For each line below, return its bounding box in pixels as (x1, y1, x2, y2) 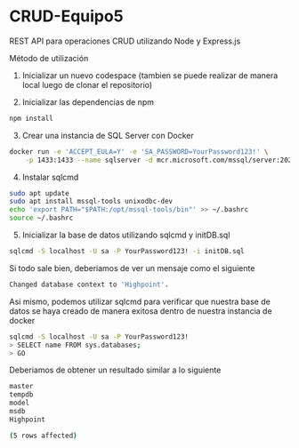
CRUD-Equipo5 (9, 6, 124, 27)
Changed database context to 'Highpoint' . (9, 280, 169, 289)
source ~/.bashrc (9, 213, 74, 223)
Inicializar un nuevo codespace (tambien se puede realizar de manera (21, 69, 279, 81)
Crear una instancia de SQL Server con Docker (21, 130, 194, 140)
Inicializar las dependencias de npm (21, 96, 154, 108)
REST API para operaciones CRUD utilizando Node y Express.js (9, 36, 241, 46)
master (9, 382, 34, 391)
